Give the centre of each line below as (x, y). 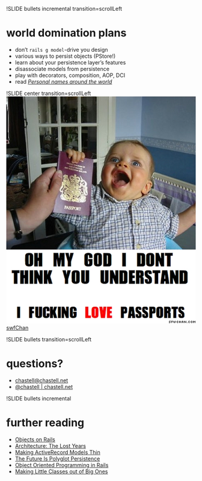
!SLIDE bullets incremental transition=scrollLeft (64, 9)
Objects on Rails (35, 439)
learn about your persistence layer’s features (70, 62)
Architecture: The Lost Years (50, 445)
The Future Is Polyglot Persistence (57, 458)
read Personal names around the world (63, 81)
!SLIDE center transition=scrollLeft (49, 93)
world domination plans (66, 33)
